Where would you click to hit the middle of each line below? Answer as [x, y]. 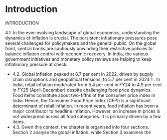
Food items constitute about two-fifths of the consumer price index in [84, 95]
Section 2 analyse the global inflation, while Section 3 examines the [82, 132]
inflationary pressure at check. [37, 64]
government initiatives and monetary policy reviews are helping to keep [79, 59]
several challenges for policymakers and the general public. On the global [81, 43]
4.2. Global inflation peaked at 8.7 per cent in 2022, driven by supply [83, 74]
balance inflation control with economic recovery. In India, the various [77, 54]
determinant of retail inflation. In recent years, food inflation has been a [85, 106]
